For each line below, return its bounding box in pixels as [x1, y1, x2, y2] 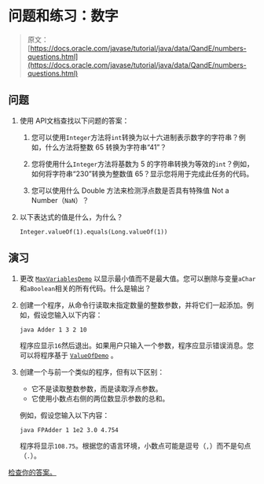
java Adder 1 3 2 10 [19, 326, 87, 334]
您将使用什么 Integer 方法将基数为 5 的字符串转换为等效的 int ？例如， [31, 159, 254, 168]
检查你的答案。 [8, 467, 57, 477]
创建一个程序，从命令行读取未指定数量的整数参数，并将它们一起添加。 [19, 300, 247, 309]
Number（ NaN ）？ [31, 195, 90, 205]
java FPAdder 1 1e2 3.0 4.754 [19, 426, 119, 434]
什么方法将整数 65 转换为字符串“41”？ [45, 142, 167, 152]
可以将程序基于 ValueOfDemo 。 [19, 350, 118, 360]
